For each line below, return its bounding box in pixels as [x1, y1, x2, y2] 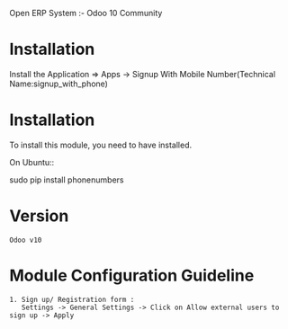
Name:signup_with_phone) [9, 78, 108, 89]
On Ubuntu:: [9, 156, 55, 167]
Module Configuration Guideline [9, 265, 255, 286]
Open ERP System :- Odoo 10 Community [9, 8, 163, 18]
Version [9, 206, 69, 227]
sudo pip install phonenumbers [9, 174, 124, 185]
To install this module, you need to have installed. [9, 139, 192, 150]
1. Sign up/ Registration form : [9, 295, 135, 304]
